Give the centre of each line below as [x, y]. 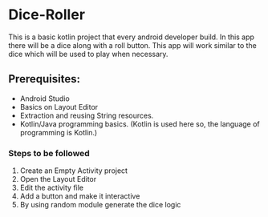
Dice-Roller [47, 15]
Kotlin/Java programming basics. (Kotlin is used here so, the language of [140, 124]
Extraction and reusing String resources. [87, 115]
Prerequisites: [44, 79]
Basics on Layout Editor [59, 106]
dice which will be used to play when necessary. [88, 54]
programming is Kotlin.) [59, 132]
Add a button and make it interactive [80, 196]
